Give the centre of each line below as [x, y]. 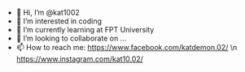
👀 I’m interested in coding [59, 21]
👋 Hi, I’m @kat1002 [48, 13]
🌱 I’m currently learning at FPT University [85, 30]
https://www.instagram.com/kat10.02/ [80, 59]
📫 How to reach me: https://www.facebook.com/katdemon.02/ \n [127, 47]
